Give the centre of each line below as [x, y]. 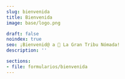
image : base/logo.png [34, 23]
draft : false [23, 34]
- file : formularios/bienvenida [47, 66]
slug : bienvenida [28, 12]
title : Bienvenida [29, 17]
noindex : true [24, 39]
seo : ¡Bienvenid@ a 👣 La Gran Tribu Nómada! [63, 45]
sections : [19, 61]
